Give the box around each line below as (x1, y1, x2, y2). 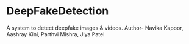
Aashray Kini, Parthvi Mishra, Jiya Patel (6, 30, 105, 37)
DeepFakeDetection (6, 4, 109, 18)
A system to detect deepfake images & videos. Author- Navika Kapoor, (6, 24, 184, 31)
